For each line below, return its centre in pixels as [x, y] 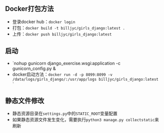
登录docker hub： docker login [44, 22]
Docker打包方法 [30, 9]
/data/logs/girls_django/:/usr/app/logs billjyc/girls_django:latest [85, 79]
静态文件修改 [25, 101]
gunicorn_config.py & [34, 68]
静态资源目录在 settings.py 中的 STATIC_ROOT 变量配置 [65, 114]
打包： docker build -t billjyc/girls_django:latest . [68, 28]
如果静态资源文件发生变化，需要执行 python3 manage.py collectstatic [83, 120]
